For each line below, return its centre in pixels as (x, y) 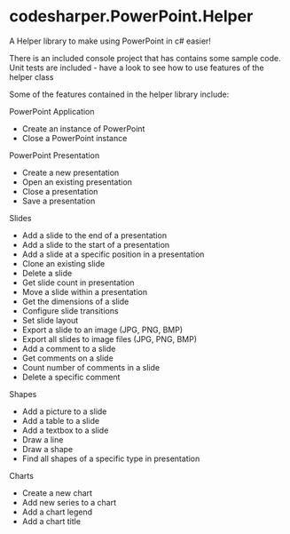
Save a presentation (59, 201)
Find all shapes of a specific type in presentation (111, 458)
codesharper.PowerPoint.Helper (131, 16)
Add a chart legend (57, 512)
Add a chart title (51, 521)
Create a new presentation (71, 172)
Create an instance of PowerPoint (83, 128)
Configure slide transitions (70, 311)
